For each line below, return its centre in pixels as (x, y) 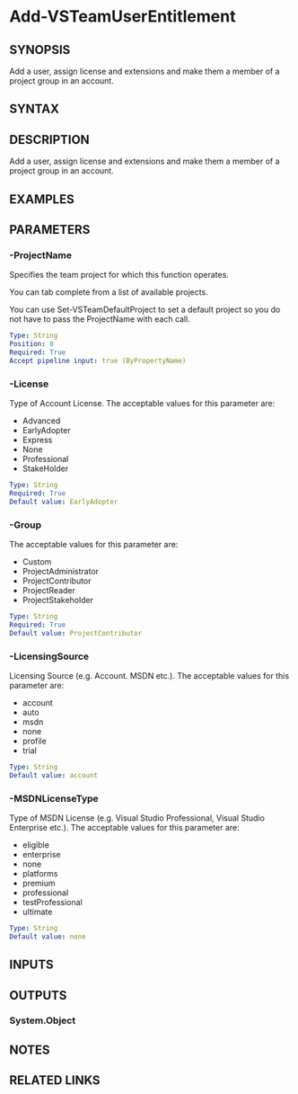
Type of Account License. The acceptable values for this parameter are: (142, 404)
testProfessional (52, 902)
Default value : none (48, 937)
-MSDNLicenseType (54, 798)
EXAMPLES (42, 199)
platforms (40, 873)
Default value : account (54, 775)
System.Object (43, 1020)
